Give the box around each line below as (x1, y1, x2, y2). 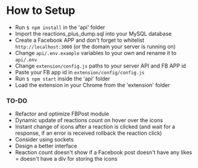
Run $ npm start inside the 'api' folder (14, 75, 110, 82)
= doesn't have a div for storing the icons (14, 155, 118, 163)
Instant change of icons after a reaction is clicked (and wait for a (14, 123, 176, 131)
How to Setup (6, 4, 75, 18)
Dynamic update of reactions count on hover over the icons (14, 117, 163, 124)
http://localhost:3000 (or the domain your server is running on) (14, 43, 176, 50)
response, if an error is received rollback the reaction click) (14, 129, 162, 137)
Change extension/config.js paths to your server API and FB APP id (14, 62, 186, 69)
